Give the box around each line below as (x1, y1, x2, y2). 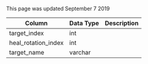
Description (105, 19, 138, 27)
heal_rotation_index (9, 39, 64, 47)
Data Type (69, 19, 99, 27)
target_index (9, 29, 45, 37)
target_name (9, 49, 45, 56)
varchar (69, 49, 91, 56)
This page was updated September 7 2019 (6, 5, 110, 12)
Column (24, 19, 48, 27)
